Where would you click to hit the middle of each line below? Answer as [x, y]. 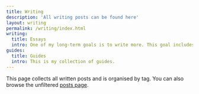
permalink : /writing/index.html [46, 28]
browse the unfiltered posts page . [47, 84]
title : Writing [25, 12]
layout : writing [26, 23]
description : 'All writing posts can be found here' [73, 17]
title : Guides [29, 56]
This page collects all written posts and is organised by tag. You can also [95, 79]
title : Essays [29, 39]
